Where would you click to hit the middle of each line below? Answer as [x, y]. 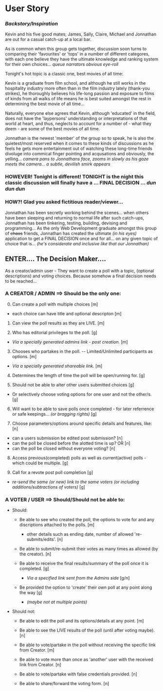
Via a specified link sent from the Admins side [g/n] [78, 578]
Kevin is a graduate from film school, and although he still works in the [75, 83]
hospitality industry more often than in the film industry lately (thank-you [77, 89]
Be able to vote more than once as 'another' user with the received [86, 659]
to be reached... [21, 281]
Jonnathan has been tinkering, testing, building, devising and [66, 223]
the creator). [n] [35, 554]
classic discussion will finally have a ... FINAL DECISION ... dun [81, 183]
